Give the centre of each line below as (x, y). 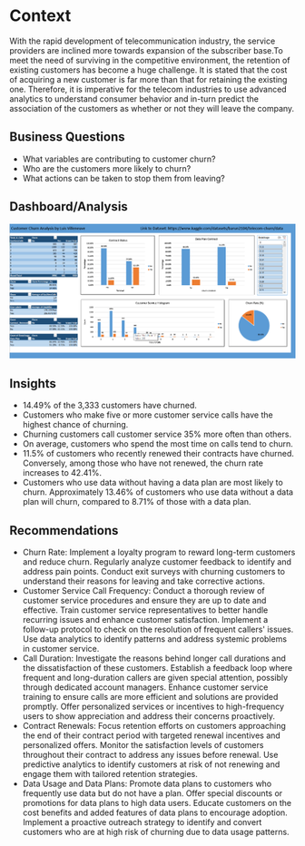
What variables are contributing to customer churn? (119, 159)
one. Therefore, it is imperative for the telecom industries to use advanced (148, 89)
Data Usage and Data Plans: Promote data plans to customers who (147, 784)
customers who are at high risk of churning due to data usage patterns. (156, 832)
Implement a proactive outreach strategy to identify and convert (142, 822)
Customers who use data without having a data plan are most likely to (152, 483)
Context (40, 16)
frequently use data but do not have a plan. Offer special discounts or (152, 793)
